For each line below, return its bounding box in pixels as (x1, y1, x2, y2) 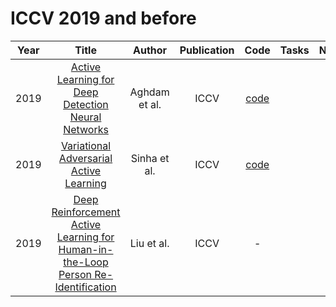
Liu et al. (129, 236, 170, 250)
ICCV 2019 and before (10, 7, 197, 30)
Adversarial (58, 151, 113, 165)
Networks (63, 122, 109, 136)
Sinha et (130, 151, 170, 165)
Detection (63, 97, 109, 111)
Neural (69, 110, 102, 124)
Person (58, 267, 92, 281)
